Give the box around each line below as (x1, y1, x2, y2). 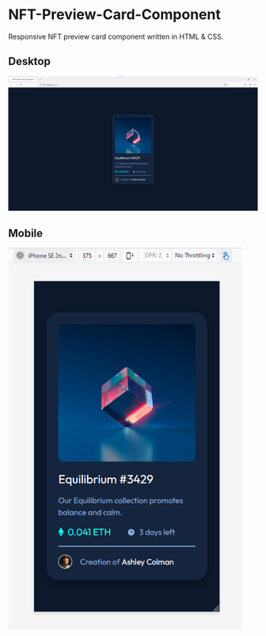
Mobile (8, 226, 44, 239)
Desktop (8, 55, 51, 68)
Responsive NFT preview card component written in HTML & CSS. (8, 32, 224, 41)
